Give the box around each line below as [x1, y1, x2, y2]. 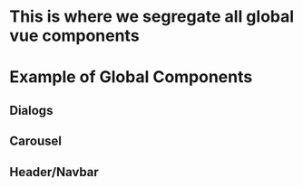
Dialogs [9, 102, 54, 118]
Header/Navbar [9, 164, 100, 180]
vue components [9, 25, 140, 46]
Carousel [9, 134, 62, 149]
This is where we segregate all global [9, 6, 295, 27]
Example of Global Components [9, 67, 253, 88]
